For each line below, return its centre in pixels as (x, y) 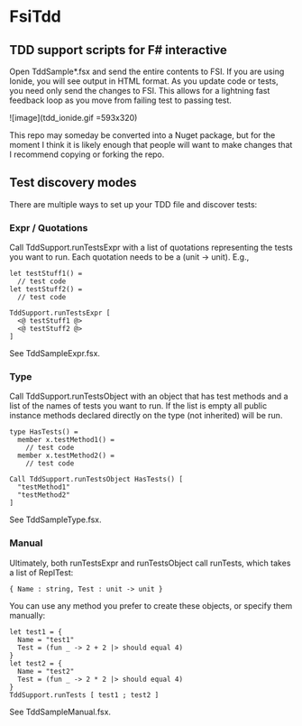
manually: (27, 615)
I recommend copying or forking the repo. (87, 154)
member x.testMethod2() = (66, 456)
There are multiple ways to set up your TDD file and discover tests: (133, 204)
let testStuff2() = (46, 289)
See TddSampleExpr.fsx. (55, 354)
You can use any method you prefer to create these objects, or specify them (151, 605)
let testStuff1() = (46, 274)
